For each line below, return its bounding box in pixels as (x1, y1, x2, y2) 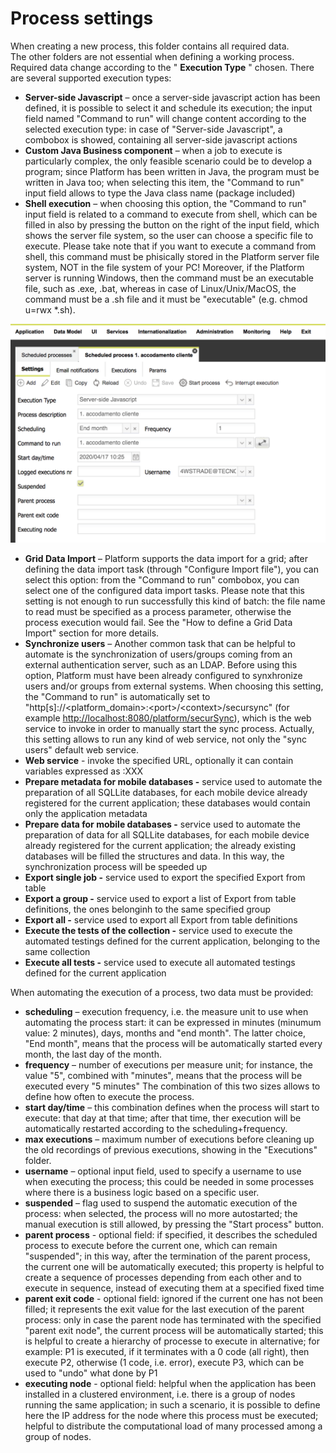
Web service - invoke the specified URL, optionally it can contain (24, 755, 294, 767)
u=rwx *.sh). (24, 303, 76, 316)
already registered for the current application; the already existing (24, 840, 297, 852)
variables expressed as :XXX (24, 765, 144, 777)
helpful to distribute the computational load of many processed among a (24, 1420, 323, 1432)
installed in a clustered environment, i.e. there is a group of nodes (24, 1388, 296, 1401)
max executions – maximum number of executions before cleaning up (24, 1133, 315, 1146)
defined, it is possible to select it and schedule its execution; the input (24, 102, 313, 114)
